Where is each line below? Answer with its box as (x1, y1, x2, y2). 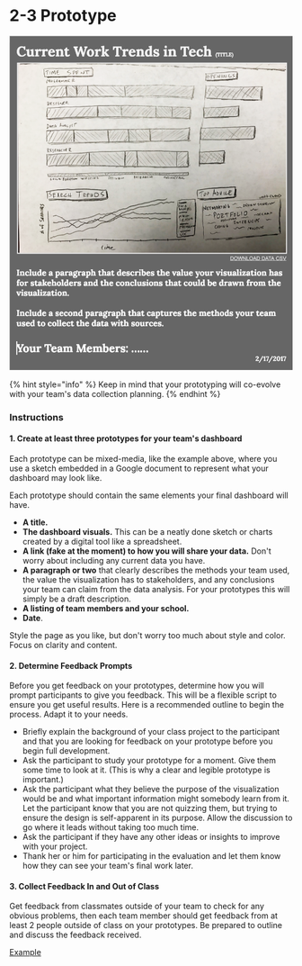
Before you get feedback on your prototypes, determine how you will (9, 681, 265, 691)
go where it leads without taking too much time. (22, 822, 200, 833)
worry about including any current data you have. (22, 555, 206, 565)
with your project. (22, 841, 88, 852)
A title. (22, 517, 49, 528)
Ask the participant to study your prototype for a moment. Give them (22, 755, 277, 766)
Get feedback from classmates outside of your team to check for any (9, 901, 265, 912)
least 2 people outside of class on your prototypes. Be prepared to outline (9, 920, 283, 931)
